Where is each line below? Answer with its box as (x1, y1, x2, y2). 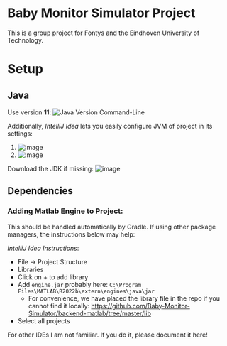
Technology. (7, 36, 44, 44)
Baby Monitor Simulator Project (7, 5, 196, 21)
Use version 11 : (7, 108, 52, 117)
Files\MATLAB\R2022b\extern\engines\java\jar (17, 288, 155, 295)
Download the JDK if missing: (7, 164, 94, 173)
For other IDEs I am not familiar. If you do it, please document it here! (7, 330, 208, 339)
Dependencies (7, 185, 73, 197)
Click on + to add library (17, 272, 89, 281)
